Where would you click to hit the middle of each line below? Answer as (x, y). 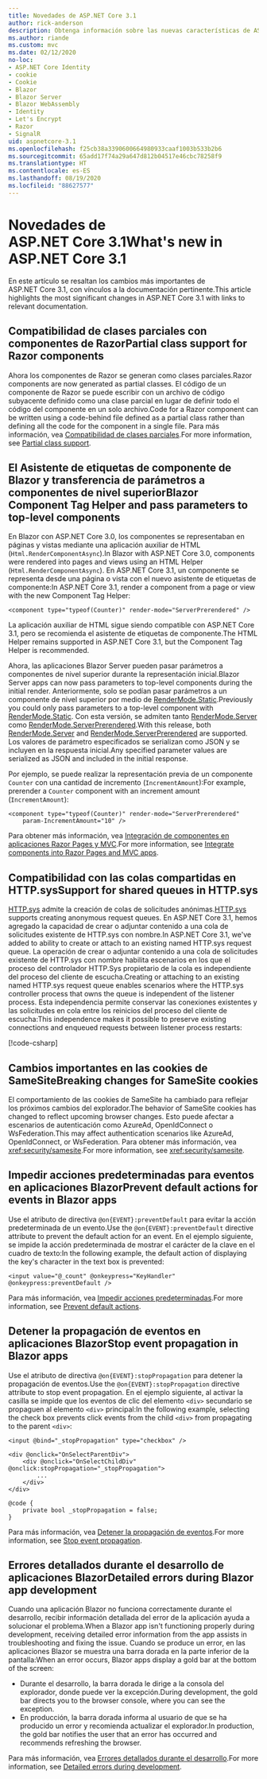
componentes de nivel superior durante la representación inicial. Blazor (124, 674)
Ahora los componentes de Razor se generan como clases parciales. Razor (130, 375)
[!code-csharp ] (33, 1043)
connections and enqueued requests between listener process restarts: (125, 1027)
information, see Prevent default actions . (75, 1306)
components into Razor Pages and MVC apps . (83, 853)
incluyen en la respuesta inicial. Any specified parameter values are (118, 750)
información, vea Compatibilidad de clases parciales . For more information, (130, 434)
